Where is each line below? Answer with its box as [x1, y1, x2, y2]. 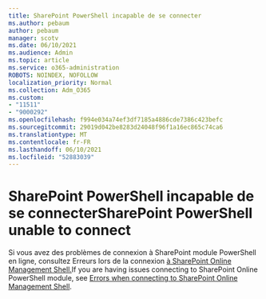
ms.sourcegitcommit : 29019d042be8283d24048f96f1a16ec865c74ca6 [8, 123, 224, 131]
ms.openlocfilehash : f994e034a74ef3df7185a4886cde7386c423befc [8, 116, 224, 124]
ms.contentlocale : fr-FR [8, 138, 91, 146]
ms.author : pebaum [8, 19, 69, 27]
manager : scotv [8, 34, 59, 42]
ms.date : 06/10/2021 [8, 42, 77, 50]
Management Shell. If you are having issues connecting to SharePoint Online [8, 265, 258, 274]
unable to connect [8, 221, 132, 240]
